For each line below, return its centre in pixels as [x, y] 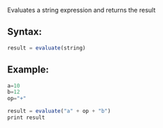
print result [26, 118]
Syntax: [24, 32]
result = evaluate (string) [47, 48]
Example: [28, 70]
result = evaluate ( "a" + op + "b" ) [59, 111]
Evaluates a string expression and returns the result [81, 10]
